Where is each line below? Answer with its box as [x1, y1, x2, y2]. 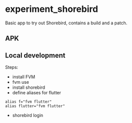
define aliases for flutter [12, 90, 61, 96]
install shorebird [12, 84, 45, 90]
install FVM [12, 74, 36, 80]
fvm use [12, 79, 29, 85]
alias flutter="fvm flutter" [5, 104, 65, 109]
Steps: [5, 64, 18, 70]
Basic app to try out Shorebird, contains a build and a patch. [5, 20, 128, 26]
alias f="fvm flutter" [5, 99, 52, 105]
